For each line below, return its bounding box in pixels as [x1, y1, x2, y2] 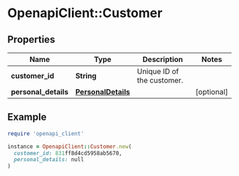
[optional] [195, 87, 228, 97]
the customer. [137, 76, 184, 85]
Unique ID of [137, 66, 179, 76]
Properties [7, 33, 55, 46]
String [75, 71, 97, 81]
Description [142, 55, 184, 64]
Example [7, 111, 47, 123]
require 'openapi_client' [7, 130, 84, 137]
